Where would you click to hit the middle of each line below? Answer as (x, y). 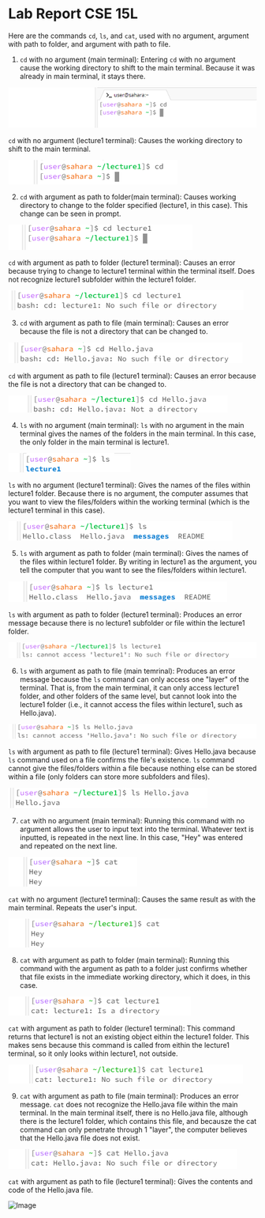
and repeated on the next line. (68, 846)
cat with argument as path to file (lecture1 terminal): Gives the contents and (131, 1182)
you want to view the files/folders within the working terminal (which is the (129, 501)
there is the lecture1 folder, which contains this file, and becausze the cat (138, 1122)
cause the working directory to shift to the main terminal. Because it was (137, 67)
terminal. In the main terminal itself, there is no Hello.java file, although (134, 1113)
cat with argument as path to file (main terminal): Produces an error (129, 1096)
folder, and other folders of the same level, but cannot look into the (128, 696)
